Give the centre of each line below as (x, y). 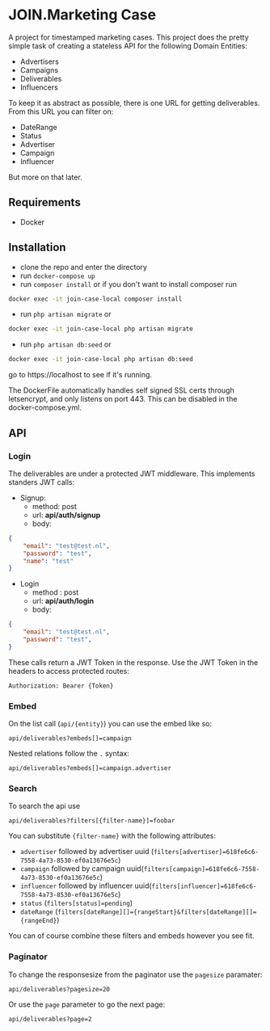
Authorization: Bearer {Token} (61, 686)
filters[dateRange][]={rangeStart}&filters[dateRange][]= (157, 912)
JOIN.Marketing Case (82, 15)
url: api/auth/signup (66, 515)
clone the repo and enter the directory (84, 267)
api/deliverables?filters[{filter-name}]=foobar (92, 821)
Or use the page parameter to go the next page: (87, 1004)
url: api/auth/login (63, 601)
